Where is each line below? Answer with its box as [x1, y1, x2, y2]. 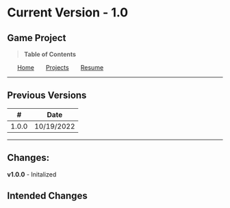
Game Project [7, 32, 66, 44]
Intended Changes [7, 190, 88, 202]
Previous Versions [7, 90, 87, 101]
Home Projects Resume [16, 64, 104, 71]
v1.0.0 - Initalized [7, 170, 57, 179]
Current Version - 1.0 [7, 5, 129, 21]
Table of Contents [23, 50, 77, 58]
